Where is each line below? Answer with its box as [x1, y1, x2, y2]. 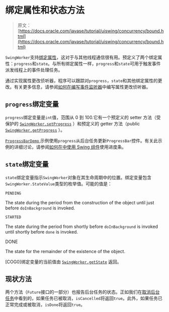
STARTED [5, 214, 22, 219]
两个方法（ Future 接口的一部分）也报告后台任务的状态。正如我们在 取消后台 [5, 289, 160, 295]
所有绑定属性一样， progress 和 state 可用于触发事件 [56, 60, 161, 66]
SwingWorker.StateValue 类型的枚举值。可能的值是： [5, 181, 112, 187]
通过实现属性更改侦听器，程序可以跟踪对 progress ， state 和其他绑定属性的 [5, 77, 158, 84]
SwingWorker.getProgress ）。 [5, 127, 65, 133]
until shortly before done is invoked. [5, 228, 78, 235]
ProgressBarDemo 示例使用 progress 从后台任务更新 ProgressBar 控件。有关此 [5, 137, 158, 143]
